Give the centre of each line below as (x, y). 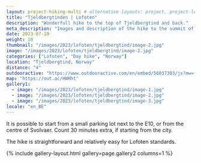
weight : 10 (20, 40)
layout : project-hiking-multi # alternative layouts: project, (87, 12)
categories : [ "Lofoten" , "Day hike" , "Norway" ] (67, 56)
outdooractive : (25, 73)
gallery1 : (19, 84)
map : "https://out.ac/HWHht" (42, 79)
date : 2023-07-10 (28, 34)
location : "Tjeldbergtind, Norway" (51, 62)
